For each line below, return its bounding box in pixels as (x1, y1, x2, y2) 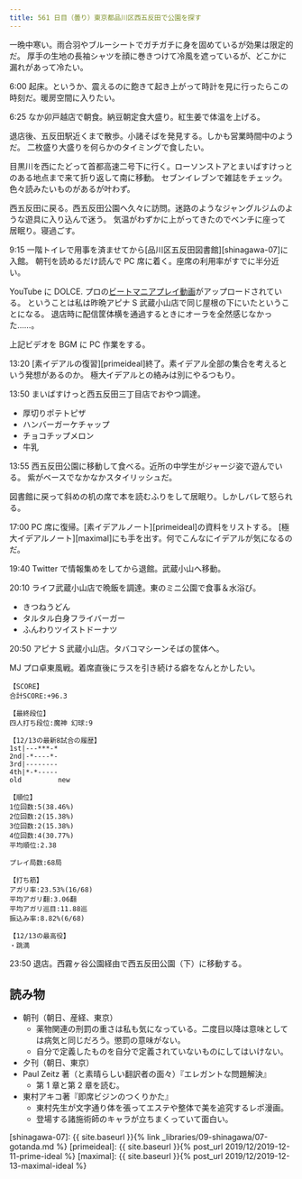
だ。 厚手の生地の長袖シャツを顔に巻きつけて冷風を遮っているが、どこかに (9, 50, 288, 61)
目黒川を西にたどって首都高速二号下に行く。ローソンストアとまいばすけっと (9, 160, 293, 171)
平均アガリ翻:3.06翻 (9, 894, 78, 904)
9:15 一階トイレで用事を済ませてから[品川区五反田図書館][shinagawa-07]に (9, 244, 288, 255)
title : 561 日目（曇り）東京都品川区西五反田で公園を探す (9, 13, 202, 23)
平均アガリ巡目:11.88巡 (9, 904, 88, 913)
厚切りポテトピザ (22, 407, 87, 418)
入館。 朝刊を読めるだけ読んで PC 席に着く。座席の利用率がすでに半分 (9, 255, 272, 266)
